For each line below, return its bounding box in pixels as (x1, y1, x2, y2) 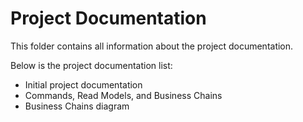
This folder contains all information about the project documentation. (10, 40, 294, 52)
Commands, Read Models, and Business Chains (24, 89, 223, 101)
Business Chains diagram (24, 100, 130, 112)
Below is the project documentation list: (10, 59, 173, 71)
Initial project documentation (24, 78, 143, 91)
